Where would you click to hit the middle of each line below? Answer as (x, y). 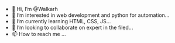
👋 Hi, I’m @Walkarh (35, 9)
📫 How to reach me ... (39, 34)
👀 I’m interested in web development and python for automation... (90, 15)
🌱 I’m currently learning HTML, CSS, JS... (61, 21)
